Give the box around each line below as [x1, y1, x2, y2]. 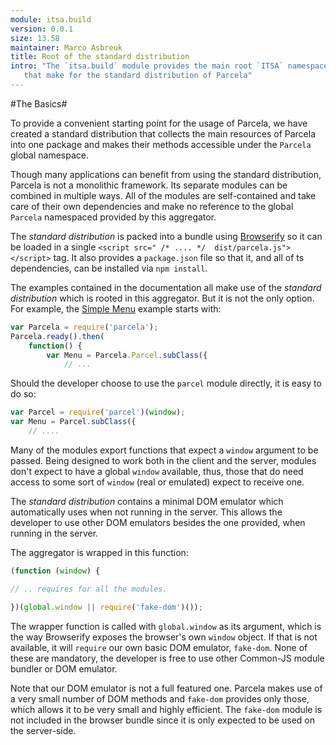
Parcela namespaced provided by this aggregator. [10, 211, 217, 223]
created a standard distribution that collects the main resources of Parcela [10, 127, 316, 140]
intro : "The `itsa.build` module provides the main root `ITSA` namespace [10, 61, 329, 71]
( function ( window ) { [10, 566, 101, 576]
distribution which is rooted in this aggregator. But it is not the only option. [10, 292, 315, 304]
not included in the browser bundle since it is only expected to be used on [10, 714, 315, 726]
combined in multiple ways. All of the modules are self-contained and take [10, 189, 317, 201]
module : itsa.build [10, 14, 92, 25]
